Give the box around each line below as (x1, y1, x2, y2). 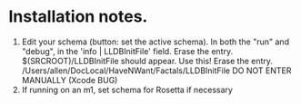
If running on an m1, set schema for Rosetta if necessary (21, 84, 234, 95)
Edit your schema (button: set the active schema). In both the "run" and (21, 36, 290, 47)
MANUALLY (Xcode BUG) (21, 74, 118, 85)
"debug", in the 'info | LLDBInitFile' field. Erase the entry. (21, 45, 234, 56)
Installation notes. (8, 6, 148, 27)
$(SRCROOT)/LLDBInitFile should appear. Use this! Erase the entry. (21, 55, 274, 66)
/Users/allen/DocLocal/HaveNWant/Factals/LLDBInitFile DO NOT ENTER (21, 65, 292, 76)
